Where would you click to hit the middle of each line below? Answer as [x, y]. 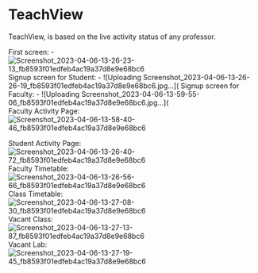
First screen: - [31, 52]
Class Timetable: [36, 194]
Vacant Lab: [28, 244]
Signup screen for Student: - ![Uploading [75, 77]
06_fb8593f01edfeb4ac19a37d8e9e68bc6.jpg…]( [89, 102]
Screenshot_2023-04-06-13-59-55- [141, 94]
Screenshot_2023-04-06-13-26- [196, 77]
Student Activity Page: [45, 143]
